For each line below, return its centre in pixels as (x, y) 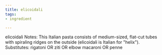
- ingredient (19, 19)
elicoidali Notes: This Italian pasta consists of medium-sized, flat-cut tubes (81, 37)
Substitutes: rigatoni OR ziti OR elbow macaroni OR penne (64, 48)
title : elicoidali (24, 10)
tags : (11, 14)
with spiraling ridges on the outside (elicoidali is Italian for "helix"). (72, 42)
